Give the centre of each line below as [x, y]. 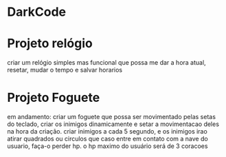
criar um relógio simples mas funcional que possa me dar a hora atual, [106, 63]
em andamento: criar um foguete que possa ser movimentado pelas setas [112, 117]
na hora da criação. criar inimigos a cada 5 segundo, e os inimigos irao [107, 132]
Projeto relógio [50, 44]
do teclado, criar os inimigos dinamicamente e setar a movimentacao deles [113, 124]
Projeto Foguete [54, 98]
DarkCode [37, 12]
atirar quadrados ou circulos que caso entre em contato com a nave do [108, 139]
